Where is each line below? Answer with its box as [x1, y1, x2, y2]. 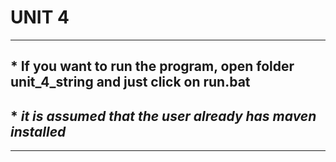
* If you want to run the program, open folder [10, 58, 295, 75]
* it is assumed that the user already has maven [10, 107, 317, 125]
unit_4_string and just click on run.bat [10, 74, 251, 91]
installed [10, 123, 67, 140]
